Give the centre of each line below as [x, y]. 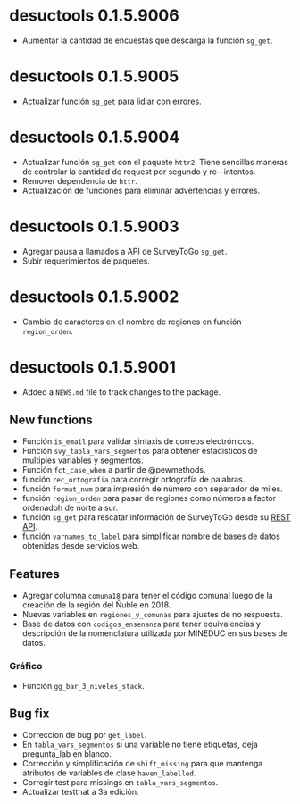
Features [34, 574]
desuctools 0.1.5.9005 [94, 76]
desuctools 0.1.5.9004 [95, 137]
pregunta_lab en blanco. [67, 754]
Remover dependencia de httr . [80, 180]
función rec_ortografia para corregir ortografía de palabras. [133, 480]
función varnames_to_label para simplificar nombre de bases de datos [151, 536]
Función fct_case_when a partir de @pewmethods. [114, 470]
